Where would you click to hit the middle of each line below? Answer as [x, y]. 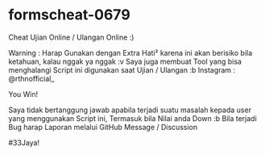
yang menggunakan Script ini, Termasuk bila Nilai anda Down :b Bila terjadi [133, 118]
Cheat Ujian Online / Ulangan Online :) [71, 37]
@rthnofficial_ [31, 78]
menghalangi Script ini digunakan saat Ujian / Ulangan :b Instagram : [122, 69]
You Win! [23, 94]
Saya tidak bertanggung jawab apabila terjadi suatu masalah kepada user [130, 110]
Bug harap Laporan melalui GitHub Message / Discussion [103, 127]
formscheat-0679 [69, 15]
